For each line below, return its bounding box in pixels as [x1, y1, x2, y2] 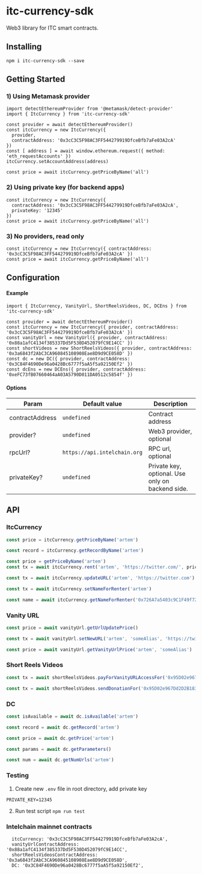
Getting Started [6, 74, 66, 85]
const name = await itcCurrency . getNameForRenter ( [6, 596, 136, 603]
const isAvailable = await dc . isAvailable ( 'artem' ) [6, 713, 138, 719]
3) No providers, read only [6, 232, 84, 240]
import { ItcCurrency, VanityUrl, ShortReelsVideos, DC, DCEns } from [6, 303, 187, 309]
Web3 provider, [148, 427, 192, 435]
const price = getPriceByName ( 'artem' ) [6, 558, 106, 565]
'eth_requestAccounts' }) [6, 153, 71, 159]
